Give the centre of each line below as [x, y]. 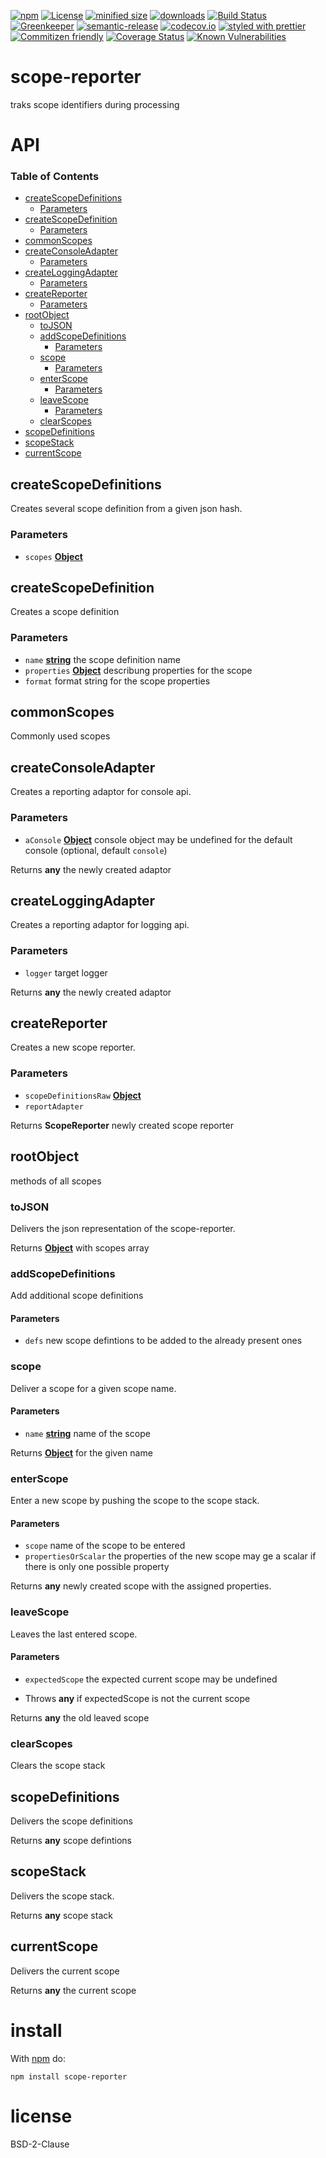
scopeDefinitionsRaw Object [83, 1095]
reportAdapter [54, 1106]
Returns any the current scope [73, 1990]
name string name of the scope [87, 1433]
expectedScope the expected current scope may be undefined [151, 1679]
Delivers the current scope [65, 1971]
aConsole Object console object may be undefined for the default [158, 839]
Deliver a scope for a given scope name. [93, 1388]
